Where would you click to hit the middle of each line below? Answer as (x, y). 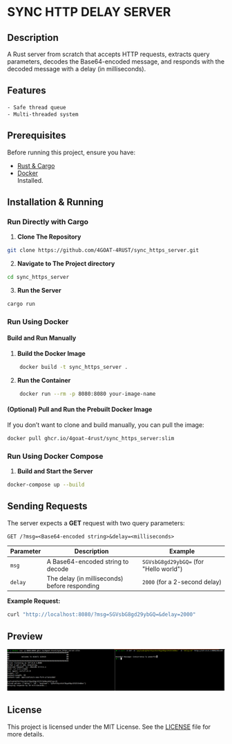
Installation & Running (55, 202)
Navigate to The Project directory (66, 264)
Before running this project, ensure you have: (71, 152)
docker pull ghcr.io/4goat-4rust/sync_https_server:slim (91, 439)
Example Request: (34, 601)
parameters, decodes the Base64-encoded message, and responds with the (116, 62)
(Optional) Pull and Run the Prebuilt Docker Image (80, 410)
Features (27, 91)
